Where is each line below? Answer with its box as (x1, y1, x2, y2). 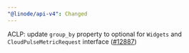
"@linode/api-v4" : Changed (7, 10, 88, 18)
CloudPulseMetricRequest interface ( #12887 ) (7, 37, 137, 46)
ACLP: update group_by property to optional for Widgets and (7, 30, 182, 38)
